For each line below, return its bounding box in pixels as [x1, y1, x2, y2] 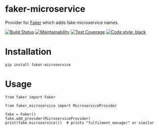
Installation [5, 46, 52, 57]
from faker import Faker [5, 94, 56, 100]
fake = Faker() [5, 111, 36, 117]
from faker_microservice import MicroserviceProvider [5, 103, 117, 108]
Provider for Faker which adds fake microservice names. [5, 20, 119, 25]
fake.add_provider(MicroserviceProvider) [5, 116, 91, 121]
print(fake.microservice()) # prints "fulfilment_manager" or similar [5, 120, 154, 125]
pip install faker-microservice [5, 62, 71, 67]
